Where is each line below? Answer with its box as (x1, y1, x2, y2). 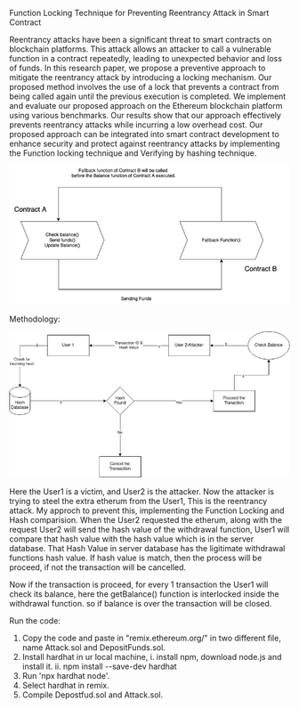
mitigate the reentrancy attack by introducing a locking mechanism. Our (9, 72, 272, 83)
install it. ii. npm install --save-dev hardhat (21, 661, 177, 672)
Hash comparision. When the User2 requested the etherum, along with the (9, 514, 283, 525)
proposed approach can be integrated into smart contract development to (9, 129, 280, 139)
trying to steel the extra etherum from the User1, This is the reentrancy (9, 495, 268, 506)
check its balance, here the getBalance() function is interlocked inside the (9, 588, 279, 599)
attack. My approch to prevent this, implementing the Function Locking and (9, 505, 285, 516)
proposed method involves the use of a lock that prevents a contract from (9, 82, 279, 92)
